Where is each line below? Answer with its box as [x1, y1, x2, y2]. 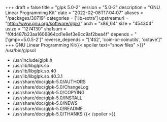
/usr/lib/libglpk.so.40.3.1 [12, 73, 63, 79]
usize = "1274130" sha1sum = [5, 26, 66, 32]
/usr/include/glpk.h [12, 57, 53, 63]
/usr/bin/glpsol [5, 48, 36, 53]
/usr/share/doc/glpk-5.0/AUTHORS [12, 78, 86, 85]
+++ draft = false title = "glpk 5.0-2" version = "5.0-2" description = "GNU [5, 5, 160, 10]
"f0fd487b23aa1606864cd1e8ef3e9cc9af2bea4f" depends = [5, 31, 133, 37]
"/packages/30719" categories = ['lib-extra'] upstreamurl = [5, 15, 129, 21]
